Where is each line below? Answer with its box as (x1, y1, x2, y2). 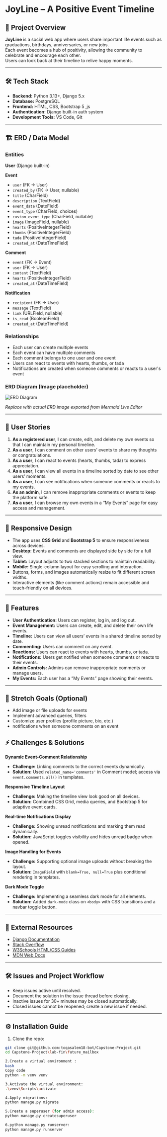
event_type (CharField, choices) (12, 208, 78, 214)
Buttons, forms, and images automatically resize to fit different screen (12, 569, 156, 575)
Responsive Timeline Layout (5, 784, 65, 790)
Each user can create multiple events (12, 344, 88, 350)
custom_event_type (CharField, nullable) (12, 213, 93, 219)
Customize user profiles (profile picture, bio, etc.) (12, 718, 113, 724)
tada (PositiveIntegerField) (12, 235, 67, 241)
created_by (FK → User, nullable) (12, 187, 80, 193)
